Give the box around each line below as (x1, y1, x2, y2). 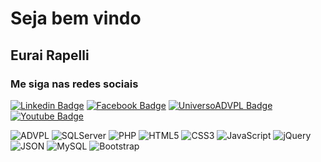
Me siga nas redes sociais (10, 77, 139, 91)
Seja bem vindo (10, 7, 142, 30)
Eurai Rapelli (10, 47, 90, 64)
